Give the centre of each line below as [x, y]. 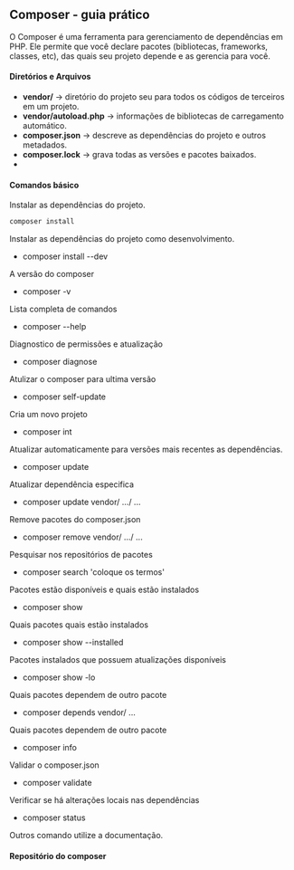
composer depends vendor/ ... [79, 712]
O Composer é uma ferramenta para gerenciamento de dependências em [146, 36]
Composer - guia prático [80, 15]
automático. [45, 126]
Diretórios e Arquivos [50, 77]
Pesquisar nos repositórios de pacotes [81, 555]
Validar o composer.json [54, 765]
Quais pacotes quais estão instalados [79, 625]
